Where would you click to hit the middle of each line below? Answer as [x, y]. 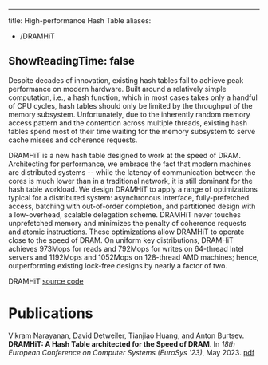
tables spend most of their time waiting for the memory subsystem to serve [132, 131]
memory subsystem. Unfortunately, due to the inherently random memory [129, 114]
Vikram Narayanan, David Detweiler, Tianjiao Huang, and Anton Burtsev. [126, 335]
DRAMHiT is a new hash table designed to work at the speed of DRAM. [125, 155]
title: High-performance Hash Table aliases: [80, 20]
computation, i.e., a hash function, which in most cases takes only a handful [133, 97]
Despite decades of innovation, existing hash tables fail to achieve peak [126, 80]
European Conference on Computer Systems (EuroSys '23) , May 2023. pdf [132, 352]
